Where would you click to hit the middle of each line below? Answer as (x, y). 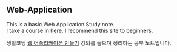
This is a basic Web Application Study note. (61, 24)
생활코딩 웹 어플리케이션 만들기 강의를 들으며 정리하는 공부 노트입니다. (89, 43)
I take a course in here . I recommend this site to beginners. (80, 30)
